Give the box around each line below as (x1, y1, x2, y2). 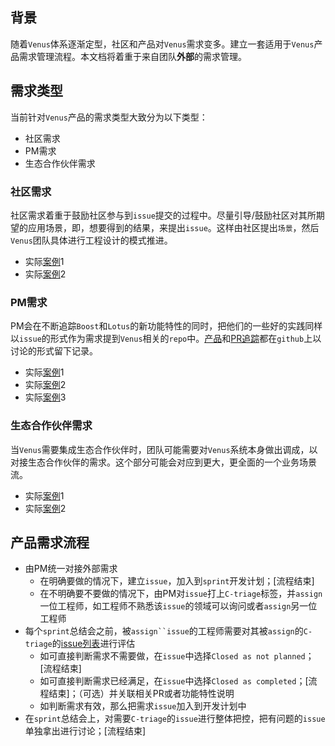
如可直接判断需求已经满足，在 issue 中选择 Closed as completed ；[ (39, 675, 309, 687)
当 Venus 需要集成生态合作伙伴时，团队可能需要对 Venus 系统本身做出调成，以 (10, 443, 318, 455)
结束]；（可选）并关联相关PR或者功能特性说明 (48, 688, 235, 700)
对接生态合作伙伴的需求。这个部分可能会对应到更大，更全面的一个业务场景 (10, 456, 317, 468)
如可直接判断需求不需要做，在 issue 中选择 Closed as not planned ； (39, 650, 315, 662)
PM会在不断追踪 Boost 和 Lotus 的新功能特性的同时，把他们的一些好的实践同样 (10, 320, 323, 332)
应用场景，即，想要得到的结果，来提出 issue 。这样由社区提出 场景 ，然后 (27, 221, 320, 233)
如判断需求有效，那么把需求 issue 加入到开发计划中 (39, 700, 247, 712)
